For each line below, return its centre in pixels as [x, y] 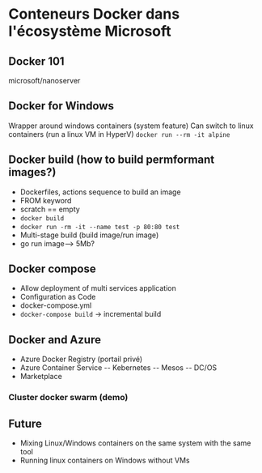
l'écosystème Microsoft [90, 31]
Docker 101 [36, 61]
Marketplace [41, 377]
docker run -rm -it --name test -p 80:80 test [100, 227]
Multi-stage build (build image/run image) [89, 235]
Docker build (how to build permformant [112, 160]
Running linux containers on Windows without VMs [105, 460]
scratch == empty [50, 209]
